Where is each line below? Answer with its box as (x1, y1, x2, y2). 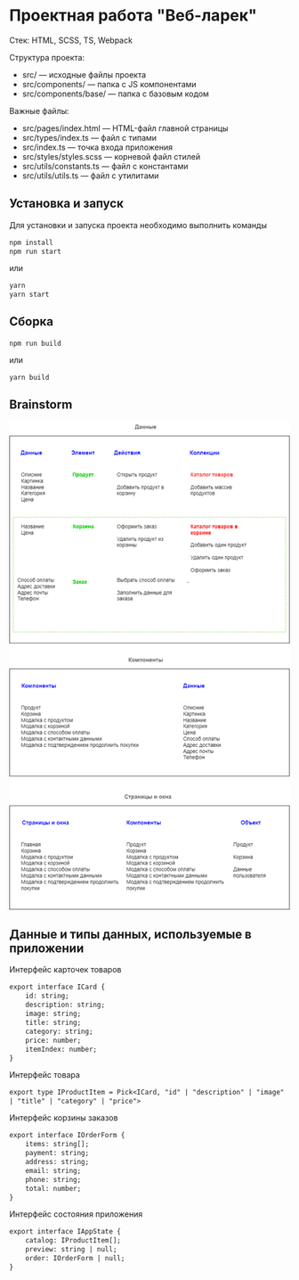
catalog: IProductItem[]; (25, 1236, 122, 1245)
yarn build (9, 373, 50, 382)
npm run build (9, 339, 62, 348)
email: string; (25, 1167, 82, 1176)
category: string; (25, 1027, 93, 1037)
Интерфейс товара (9, 1070, 80, 1080)
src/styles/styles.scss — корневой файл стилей (21, 151, 201, 161)
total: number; (25, 1185, 82, 1194)
